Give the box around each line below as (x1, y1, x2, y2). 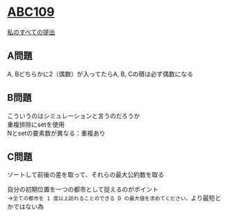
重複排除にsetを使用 (7, 120, 65, 129)
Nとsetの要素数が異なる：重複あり (7, 129, 106, 137)
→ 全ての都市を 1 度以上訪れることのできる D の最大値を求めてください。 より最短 (7, 194, 215, 202)
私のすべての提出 (7, 28, 55, 36)
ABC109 (7, 4, 55, 20)
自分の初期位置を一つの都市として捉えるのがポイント (7, 185, 159, 194)
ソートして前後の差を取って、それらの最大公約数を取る (7, 171, 165, 179)
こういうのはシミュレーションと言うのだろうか (7, 111, 140, 120)
